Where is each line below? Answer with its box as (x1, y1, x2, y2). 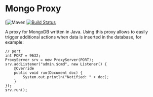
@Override (14, 66, 35, 71)
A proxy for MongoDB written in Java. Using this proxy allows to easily (5, 29, 148, 34)
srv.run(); (5, 87, 28, 93)
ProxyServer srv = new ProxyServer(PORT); (5, 57, 94, 62)
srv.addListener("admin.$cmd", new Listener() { (5, 62, 107, 66)
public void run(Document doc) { (14, 70, 83, 75)
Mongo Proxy (5, 3, 61, 14)
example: (5, 39, 24, 45)
